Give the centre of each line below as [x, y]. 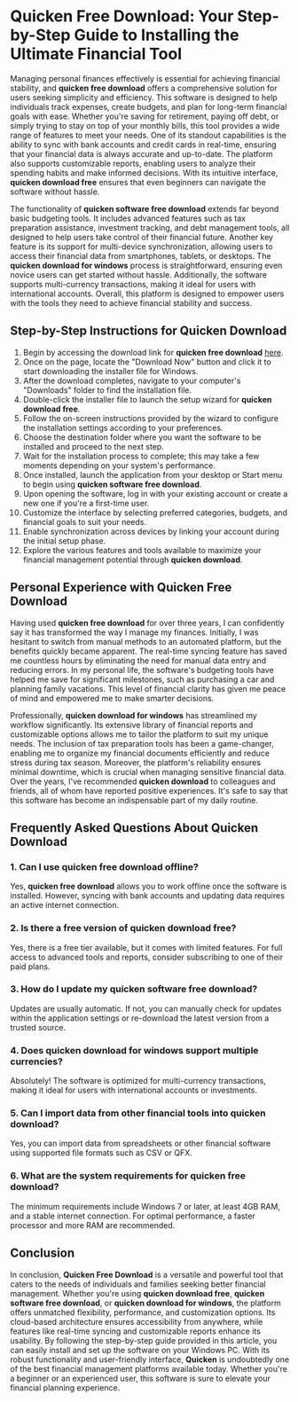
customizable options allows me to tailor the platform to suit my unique [139, 734]
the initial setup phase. [64, 540]
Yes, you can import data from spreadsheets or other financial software [141, 1144]
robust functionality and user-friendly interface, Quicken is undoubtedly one [150, 1359]
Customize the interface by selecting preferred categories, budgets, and [155, 513]
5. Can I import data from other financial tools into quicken [138, 1113]
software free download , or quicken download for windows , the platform [146, 1303]
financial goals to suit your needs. [85, 521]
